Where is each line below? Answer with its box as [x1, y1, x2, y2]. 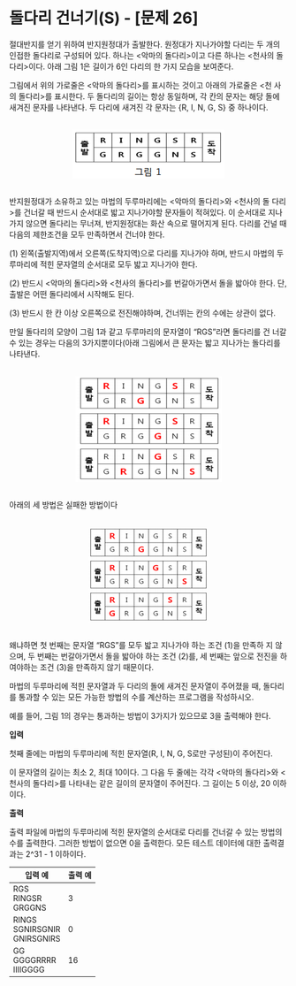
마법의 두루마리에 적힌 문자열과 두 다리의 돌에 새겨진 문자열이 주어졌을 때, [9, 680, 262, 691]
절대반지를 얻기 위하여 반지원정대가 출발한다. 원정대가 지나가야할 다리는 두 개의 [9, 39, 281, 50]
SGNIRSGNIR [12, 923, 61, 934]
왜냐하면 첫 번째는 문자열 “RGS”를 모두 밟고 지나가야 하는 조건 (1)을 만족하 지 [9, 639, 274, 650]
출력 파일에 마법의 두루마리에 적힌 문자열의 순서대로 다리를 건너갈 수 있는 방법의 [9, 826, 283, 837]
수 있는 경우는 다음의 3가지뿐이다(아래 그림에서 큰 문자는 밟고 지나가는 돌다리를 [9, 337, 281, 348]
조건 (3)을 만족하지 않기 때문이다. [39, 661, 155, 672]
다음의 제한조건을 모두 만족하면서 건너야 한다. [9, 229, 165, 240]
